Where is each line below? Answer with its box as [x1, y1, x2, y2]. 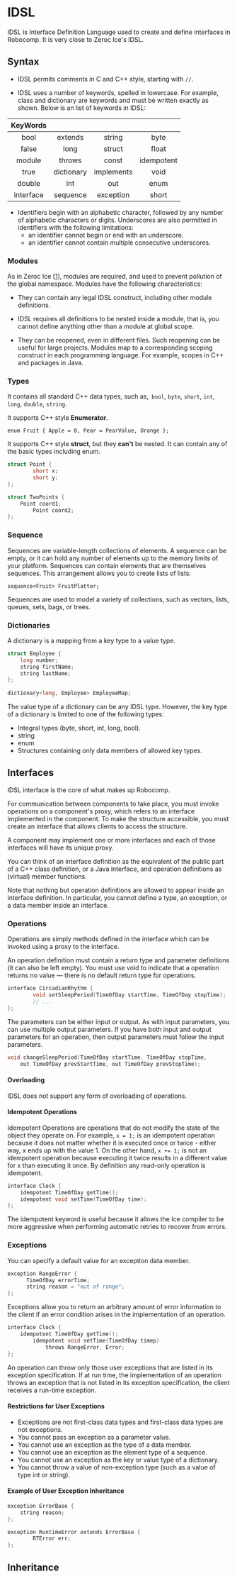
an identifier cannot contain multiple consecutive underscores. [28, 238, 211, 247]
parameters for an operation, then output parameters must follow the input [7, 1033, 224, 1041]
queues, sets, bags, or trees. [7, 602, 91, 611]
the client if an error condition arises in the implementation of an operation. [7, 1310, 226, 1319]
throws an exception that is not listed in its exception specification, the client [7, 1378, 230, 1387]
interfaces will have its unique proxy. [7, 843, 114, 852]
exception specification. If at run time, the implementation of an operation [7, 1370, 221, 1379]
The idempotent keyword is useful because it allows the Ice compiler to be [7, 1215, 224, 1223]
